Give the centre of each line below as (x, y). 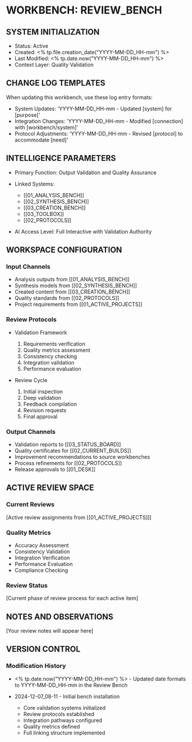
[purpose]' (27, 114)
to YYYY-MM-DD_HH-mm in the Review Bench (71, 685)
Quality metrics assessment (57, 350)
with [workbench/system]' (46, 127)
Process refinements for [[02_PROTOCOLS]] (68, 463)
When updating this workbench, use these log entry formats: (79, 97)
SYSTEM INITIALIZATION (53, 32)
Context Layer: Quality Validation (54, 65)
